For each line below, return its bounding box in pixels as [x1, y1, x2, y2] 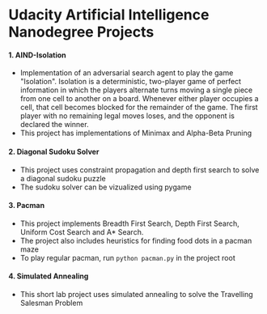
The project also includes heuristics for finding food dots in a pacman [19, 235, 252, 245]
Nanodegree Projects [8, 23, 155, 41]
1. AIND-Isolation [8, 50, 66, 60]
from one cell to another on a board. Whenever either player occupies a [19, 94, 259, 104]
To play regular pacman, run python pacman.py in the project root [19, 252, 236, 262]
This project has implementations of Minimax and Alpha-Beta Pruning [19, 128, 252, 138]
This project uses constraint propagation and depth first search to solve [19, 164, 260, 175]
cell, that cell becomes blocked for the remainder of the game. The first [19, 103, 258, 112]
